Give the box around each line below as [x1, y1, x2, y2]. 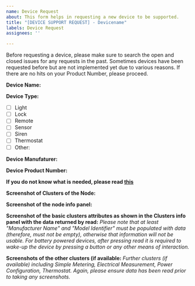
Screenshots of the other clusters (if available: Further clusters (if [6, 254, 168, 261]
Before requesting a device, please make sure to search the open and [6, 51, 175, 58]
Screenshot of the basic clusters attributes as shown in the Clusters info [6, 212, 186, 219]
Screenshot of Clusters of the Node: [6, 189, 96, 197]
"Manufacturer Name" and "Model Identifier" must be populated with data [6, 225, 186, 232]
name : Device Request [6, 8, 59, 15]
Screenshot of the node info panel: [6, 201, 93, 208]
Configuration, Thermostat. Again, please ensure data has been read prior [6, 267, 186, 274]
